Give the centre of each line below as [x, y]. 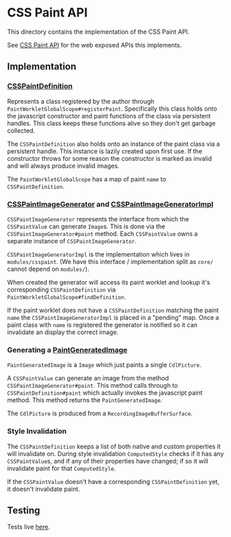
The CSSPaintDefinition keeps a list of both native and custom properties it [114, 446]
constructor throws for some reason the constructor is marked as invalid [109, 158]
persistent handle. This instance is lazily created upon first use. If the [105, 151]
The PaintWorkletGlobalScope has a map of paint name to [87, 179]
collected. [21, 130]
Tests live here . [29, 527]
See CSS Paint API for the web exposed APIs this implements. [95, 45]
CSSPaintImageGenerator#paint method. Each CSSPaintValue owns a [102, 233]
